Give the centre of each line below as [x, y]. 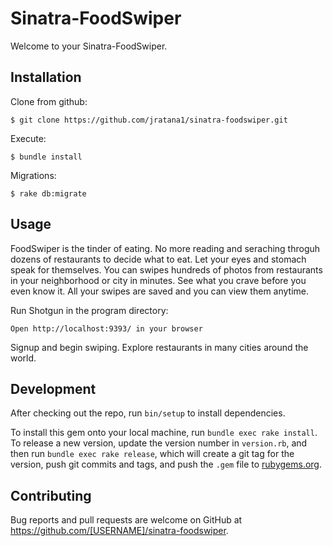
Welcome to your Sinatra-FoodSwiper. [89, 46]
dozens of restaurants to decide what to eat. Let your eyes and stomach [158, 259]
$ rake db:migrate [48, 193]
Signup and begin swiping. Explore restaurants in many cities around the [159, 347]
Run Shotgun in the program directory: [89, 310]
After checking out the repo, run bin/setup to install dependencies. [148, 413]
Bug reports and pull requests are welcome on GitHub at [126, 520]
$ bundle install [46, 157]
